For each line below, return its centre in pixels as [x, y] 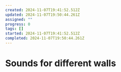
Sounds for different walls [61, 63]
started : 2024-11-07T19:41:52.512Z [43, 33]
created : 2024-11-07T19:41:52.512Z [43, 10]
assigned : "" [19, 19]
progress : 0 [18, 24]
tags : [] [14, 29]
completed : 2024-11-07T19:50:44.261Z [45, 39]
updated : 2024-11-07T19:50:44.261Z [43, 15]
